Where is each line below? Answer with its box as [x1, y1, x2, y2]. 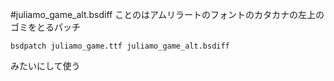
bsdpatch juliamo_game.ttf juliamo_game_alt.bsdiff [10, 41, 230, 51]
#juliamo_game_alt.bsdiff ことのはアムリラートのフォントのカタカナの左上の [10, 9, 325, 20]
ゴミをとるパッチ [10, 21, 81, 33]
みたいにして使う [10, 60, 81, 72]
